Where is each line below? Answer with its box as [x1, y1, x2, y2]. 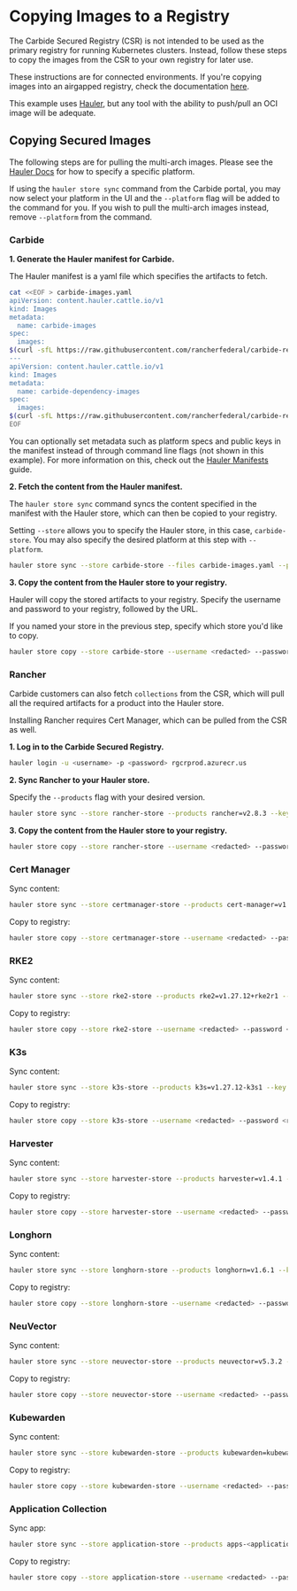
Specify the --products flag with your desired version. [9, 791, 206, 803]
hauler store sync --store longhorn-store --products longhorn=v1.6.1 [9, 1266, 275, 1275]
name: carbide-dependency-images [17, 387, 141, 396]
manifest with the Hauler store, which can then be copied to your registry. [9, 508, 278, 518]
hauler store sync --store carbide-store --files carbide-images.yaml [9, 561, 275, 570]
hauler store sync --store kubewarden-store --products [9, 1448, 219, 1458]
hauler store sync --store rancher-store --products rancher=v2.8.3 [9, 809, 267, 818]
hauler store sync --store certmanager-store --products [9, 900, 224, 909]
